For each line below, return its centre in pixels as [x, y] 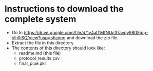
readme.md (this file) [40, 53]
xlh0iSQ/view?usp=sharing [38, 38]
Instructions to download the [64, 9]
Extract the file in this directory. [43, 43]
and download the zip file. [93, 38]
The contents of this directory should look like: [58, 48]
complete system [40, 19]
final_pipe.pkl [32, 63]
